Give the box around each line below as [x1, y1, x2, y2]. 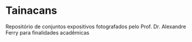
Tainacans [5, 4, 58, 17]
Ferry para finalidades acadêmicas [5, 29, 89, 36]
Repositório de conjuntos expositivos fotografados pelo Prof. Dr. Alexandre [5, 23, 186, 30]
